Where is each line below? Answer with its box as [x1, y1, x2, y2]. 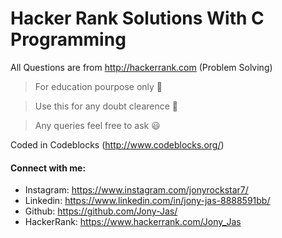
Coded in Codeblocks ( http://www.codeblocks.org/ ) [10, 138, 225, 151]
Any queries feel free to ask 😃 [34, 119, 161, 131]
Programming [10, 28, 127, 51]
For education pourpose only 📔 [34, 80, 163, 92]
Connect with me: [10, 162, 87, 174]
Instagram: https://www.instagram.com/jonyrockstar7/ [24, 184, 249, 196]
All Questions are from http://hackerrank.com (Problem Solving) [10, 61, 273, 73]
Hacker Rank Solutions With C [10, 7, 265, 30]
